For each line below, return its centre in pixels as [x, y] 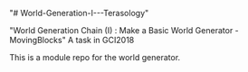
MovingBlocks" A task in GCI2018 [72, 40]
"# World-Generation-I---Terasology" [79, 13]
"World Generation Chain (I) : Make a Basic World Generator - [124, 30]
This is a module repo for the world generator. [95, 57]
